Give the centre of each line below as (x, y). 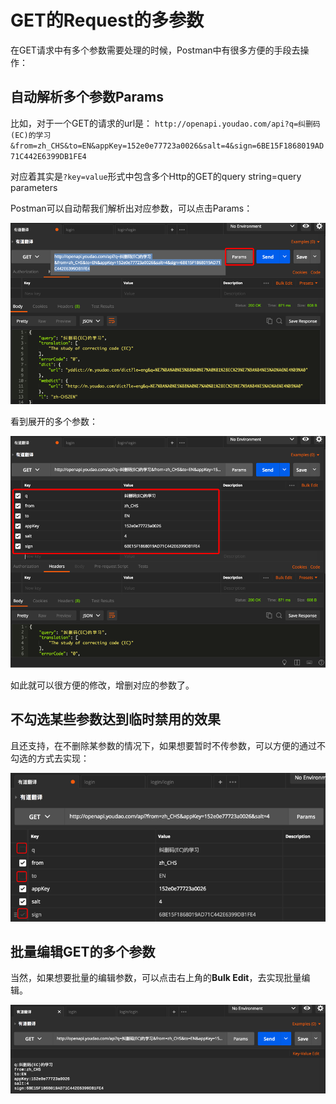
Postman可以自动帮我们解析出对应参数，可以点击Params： (131, 208)
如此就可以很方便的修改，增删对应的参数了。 (102, 685)
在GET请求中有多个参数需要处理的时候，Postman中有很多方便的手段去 (155, 50)
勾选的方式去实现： (50, 758)
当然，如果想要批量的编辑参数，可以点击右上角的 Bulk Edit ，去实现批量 (156, 978)
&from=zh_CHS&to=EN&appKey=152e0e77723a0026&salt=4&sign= (133, 146)
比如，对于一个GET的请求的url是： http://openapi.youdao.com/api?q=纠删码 (165, 123)
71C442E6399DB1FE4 (48, 156)
